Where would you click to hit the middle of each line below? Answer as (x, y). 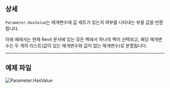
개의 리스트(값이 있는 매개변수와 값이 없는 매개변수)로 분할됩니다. (84, 46)
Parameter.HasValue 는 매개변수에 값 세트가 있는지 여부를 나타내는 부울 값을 (80, 22)
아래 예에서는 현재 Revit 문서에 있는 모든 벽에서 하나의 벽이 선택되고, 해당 (77, 39)
